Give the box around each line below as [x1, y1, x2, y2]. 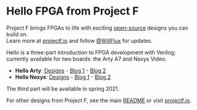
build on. [6, 30, 28, 37]
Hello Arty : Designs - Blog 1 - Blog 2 [15, 66, 106, 74]
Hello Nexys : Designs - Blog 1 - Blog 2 [15, 73, 111, 80]
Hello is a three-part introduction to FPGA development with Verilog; [6, 48, 176, 56]
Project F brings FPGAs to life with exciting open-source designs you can [6, 24, 189, 31]
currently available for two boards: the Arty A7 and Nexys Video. [6, 55, 167, 62]
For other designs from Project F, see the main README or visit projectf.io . [6, 97, 192, 104]
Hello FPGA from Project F [6, 4, 139, 18]
